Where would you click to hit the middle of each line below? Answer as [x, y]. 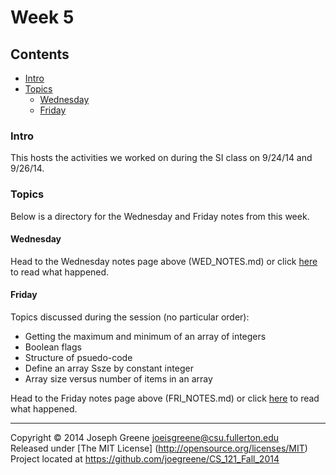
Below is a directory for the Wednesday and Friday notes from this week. [160, 216]
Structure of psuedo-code [78, 357]
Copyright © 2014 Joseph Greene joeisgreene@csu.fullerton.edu [145, 437]
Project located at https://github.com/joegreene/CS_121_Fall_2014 [145, 459]
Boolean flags [53, 347]
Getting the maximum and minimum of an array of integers [145, 336]
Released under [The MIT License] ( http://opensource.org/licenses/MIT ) [159, 448]
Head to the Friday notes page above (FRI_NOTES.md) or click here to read [165, 398]
